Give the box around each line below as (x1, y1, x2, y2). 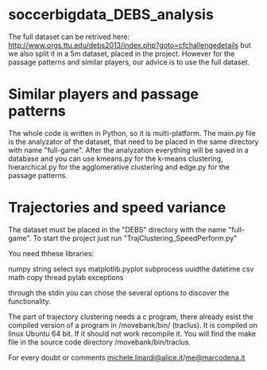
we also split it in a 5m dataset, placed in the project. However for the (8, 49, 235, 58)
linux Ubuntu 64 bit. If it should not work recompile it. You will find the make (8, 329, 257, 338)
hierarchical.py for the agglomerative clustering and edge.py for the (8, 162, 230, 172)
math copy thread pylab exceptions (8, 272, 124, 282)
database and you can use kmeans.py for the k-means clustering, (8, 154, 223, 163)
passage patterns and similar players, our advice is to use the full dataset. (8, 57, 250, 67)
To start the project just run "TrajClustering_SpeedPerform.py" (33, 233, 238, 243)
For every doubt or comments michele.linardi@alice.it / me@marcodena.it (8, 352, 246, 362)
